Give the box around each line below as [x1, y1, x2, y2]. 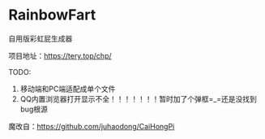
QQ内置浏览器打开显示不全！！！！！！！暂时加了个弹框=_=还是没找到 [19, 93, 258, 103]
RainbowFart [8, 6, 96, 24]
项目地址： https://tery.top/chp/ [8, 50, 112, 60]
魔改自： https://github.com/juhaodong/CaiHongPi [8, 121, 175, 131]
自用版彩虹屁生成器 [8, 33, 73, 43]
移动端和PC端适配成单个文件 [19, 84, 116, 93]
